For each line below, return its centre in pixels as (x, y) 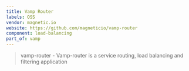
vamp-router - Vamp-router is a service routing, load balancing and (102, 55)
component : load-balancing (39, 33)
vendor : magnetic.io (31, 22)
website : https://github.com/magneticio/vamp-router (72, 28)
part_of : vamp (23, 39)
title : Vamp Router (30, 11)
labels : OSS (21, 17)
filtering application (44, 62)
